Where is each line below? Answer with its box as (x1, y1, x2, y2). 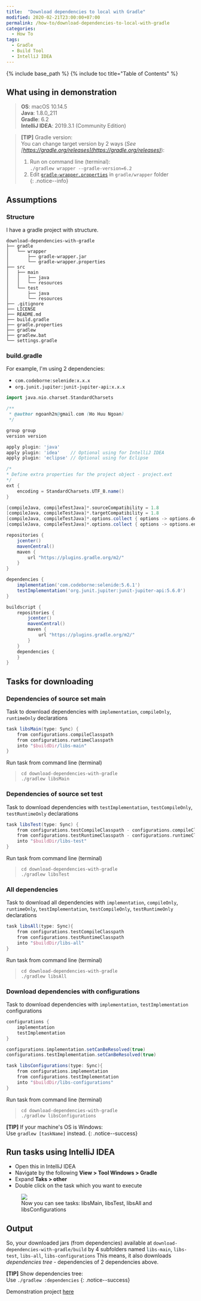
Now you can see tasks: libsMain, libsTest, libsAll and (21, 1200, 153, 1207)
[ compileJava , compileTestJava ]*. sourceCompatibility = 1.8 (6, 504, 160, 510)
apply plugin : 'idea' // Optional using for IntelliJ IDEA (6, 449, 165, 456)
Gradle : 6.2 (20, 116, 49, 123)
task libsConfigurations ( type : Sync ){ (6, 1063, 103, 1069)
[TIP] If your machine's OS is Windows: (6, 1123, 103, 1131)
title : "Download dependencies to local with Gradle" (6, 8, 146, 15)
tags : (6, 37, 20, 43)
